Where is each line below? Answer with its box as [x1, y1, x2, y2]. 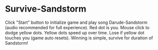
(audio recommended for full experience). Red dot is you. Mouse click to [5, 24, 150, 30]
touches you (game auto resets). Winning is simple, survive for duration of [5, 35, 153, 41]
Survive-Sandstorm [5, 3, 86, 15]
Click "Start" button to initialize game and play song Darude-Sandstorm [5, 19, 148, 25]
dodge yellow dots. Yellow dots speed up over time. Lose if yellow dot [5, 30, 144, 35]
